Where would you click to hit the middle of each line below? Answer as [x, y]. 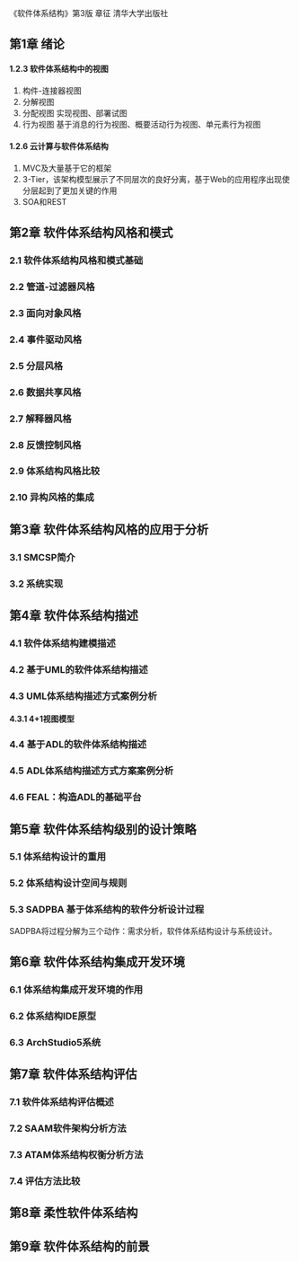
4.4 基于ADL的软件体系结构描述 [78, 745]
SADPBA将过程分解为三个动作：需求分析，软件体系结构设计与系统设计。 [143, 931]
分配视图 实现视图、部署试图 [75, 113]
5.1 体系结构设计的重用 [57, 857]
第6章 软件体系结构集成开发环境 [97, 962]
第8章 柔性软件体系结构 [74, 1213]
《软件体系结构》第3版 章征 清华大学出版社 [89, 13]
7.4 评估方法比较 [45, 1181]
